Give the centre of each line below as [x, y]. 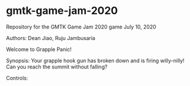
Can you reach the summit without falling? [57, 67]
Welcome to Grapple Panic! [39, 49]
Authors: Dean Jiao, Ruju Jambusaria [51, 38]
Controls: [17, 78]
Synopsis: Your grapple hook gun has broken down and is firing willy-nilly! [95, 60]
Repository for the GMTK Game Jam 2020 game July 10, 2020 [81, 27]
